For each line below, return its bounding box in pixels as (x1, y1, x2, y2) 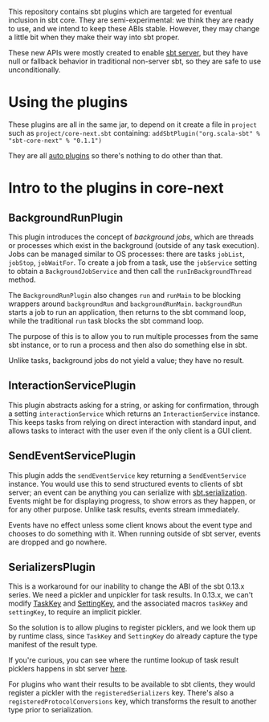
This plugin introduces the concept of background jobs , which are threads (8, 232, 255, 242)
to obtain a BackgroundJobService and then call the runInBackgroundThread (8, 266, 252, 275)
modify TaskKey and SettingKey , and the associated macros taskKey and (8, 598, 248, 609)
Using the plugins (8, 93, 128, 112)
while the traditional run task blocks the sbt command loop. (8, 316, 205, 325)
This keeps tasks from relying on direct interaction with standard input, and (8, 417, 257, 426)
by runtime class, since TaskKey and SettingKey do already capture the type (8, 631, 259, 641)
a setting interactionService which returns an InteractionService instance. (8, 409, 260, 418)
